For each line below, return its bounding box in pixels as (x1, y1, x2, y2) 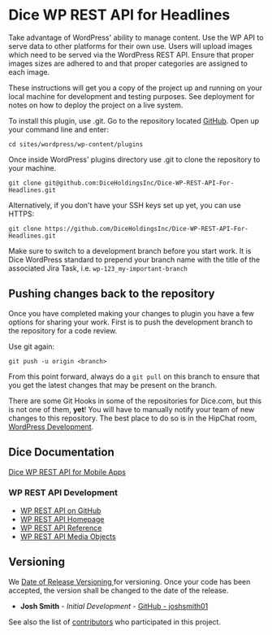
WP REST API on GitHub (19, 506, 101, 515)
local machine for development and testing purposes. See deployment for (8, 91, 255, 101)
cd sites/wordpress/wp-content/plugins (8, 140, 144, 148)
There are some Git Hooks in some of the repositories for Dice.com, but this (8, 396, 262, 406)
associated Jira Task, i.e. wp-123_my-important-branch (8, 263, 188, 273)
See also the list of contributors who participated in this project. (8, 616, 222, 627)
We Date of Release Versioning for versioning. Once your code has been (8, 576, 251, 586)
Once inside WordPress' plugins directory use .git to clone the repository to (8, 154, 261, 164)
